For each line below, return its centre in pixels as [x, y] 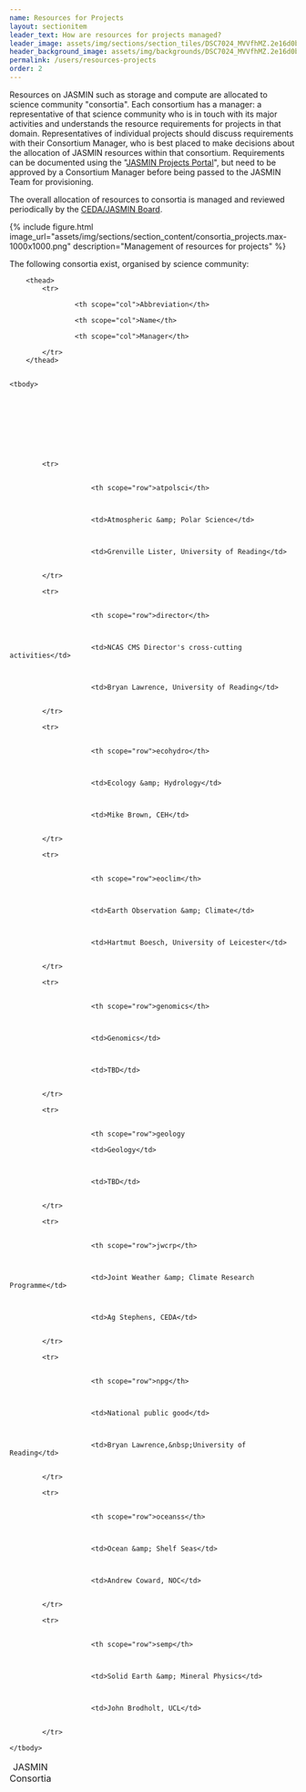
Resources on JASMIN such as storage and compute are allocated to [139, 94]
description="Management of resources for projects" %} [179, 246]
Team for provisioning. [51, 181]
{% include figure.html [51, 227]
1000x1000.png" [40, 246]
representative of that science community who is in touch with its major [143, 114]
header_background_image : [58, 52]
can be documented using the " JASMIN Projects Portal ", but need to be [143, 162]
